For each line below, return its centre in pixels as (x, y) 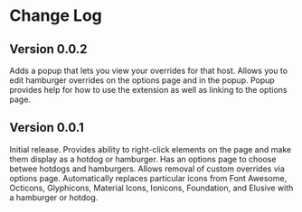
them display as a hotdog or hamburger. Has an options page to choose (143, 159)
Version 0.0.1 (47, 128)
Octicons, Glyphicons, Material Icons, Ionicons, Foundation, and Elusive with (151, 188)
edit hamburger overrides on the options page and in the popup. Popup (142, 80)
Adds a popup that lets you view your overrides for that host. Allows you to (148, 70)
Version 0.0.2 (48, 49)
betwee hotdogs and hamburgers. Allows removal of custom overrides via (147, 169)
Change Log (56, 16)
